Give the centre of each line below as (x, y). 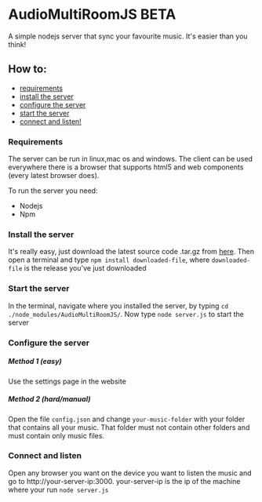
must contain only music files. (56, 435)
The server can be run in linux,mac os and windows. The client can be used (131, 159)
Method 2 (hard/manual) (49, 399)
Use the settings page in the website (67, 381)
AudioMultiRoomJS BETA (92, 15)
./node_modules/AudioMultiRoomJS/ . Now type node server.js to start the (126, 314)
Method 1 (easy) (35, 362)
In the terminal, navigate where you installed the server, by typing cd (118, 306)
